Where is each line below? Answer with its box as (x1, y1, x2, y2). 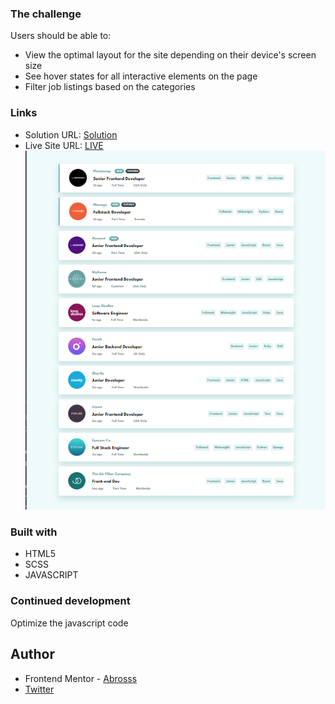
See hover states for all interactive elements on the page (24, 70, 258, 82)
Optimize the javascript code (10, 617, 129, 629)
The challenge (10, 7, 82, 21)
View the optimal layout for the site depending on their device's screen (24, 49, 317, 61)
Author (10, 646, 55, 663)
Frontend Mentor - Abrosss (24, 672, 138, 684)
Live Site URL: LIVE (24, 139, 104, 151)
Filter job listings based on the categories (24, 81, 196, 93)
